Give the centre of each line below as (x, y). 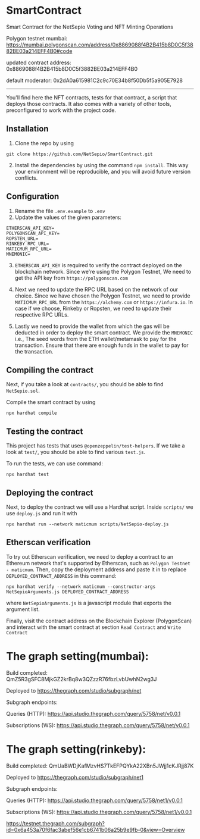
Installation (27, 129)
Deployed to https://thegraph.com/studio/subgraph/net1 (75, 777)
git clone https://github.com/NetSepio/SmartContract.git (79, 154)
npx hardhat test (28, 475)
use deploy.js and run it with (42, 513)
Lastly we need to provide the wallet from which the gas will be (92, 326)
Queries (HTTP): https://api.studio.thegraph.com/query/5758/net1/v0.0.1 (94, 800)
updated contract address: (39, 62)
